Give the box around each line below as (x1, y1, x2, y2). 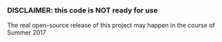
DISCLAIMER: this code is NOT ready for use (7, 6, 158, 15)
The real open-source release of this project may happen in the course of (7, 21, 215, 30)
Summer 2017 (7, 28, 47, 36)
